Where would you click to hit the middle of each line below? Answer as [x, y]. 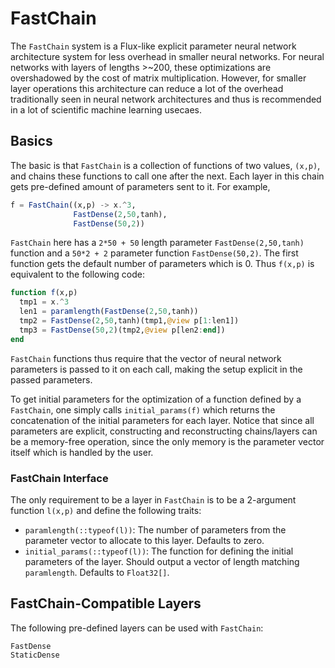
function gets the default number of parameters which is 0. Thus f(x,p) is [162, 264]
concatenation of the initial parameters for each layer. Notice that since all [162, 420]
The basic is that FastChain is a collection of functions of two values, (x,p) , [165, 165]
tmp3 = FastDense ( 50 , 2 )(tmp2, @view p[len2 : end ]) [122, 330]
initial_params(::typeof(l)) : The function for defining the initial [159, 551]
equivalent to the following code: [78, 274]
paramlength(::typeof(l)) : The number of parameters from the [155, 529]
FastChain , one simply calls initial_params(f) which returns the [143, 409]
